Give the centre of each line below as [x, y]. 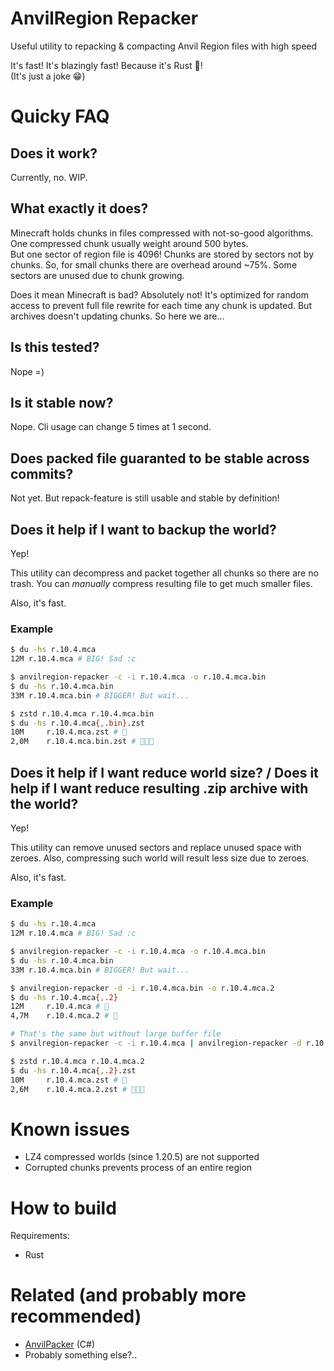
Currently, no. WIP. [49, 177]
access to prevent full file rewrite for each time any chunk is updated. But [161, 305]
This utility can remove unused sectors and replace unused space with [156, 847]
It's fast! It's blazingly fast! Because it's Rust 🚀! [106, 65]
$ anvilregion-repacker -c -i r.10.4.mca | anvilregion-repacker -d [156, 1043]
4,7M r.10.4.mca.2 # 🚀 [64, 1016]
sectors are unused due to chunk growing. [97, 275]
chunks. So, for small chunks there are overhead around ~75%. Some [154, 264]
